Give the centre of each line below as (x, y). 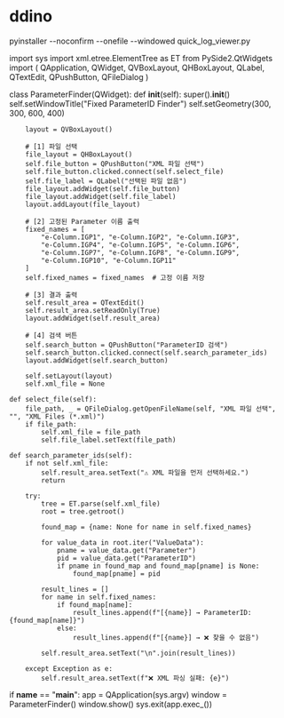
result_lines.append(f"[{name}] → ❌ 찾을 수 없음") (166, 637)
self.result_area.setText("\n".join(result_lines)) (139, 653)
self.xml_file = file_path (91, 432)
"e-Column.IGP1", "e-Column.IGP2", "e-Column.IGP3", (141, 237)
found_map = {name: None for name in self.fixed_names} (146, 527)
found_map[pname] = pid (117, 574)
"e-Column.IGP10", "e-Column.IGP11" (109, 260)
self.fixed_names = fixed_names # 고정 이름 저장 (115, 277)
